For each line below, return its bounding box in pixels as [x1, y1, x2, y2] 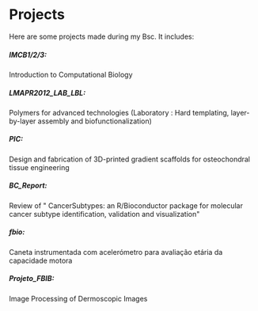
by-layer [9, 116, 36, 126]
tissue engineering [9, 162, 70, 172]
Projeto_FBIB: [9, 274, 55, 283]
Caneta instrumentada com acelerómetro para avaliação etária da [9, 247, 223, 256]
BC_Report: [9, 180, 47, 191]
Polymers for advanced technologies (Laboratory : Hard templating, [9, 108, 230, 117]
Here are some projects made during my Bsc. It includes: [9, 32, 195, 41]
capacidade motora [9, 256, 73, 265]
